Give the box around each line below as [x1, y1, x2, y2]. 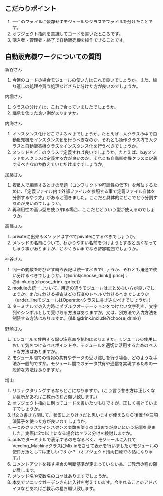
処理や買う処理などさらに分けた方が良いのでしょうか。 [29, 83, 141, 89]
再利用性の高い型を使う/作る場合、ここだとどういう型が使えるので [12, 206, 146, 212]
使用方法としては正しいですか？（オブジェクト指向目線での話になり [12, 449, 149, 454]
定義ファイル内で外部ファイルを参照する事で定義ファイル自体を [27, 188, 156, 194]
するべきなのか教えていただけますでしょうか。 [12, 161, 106, 167]
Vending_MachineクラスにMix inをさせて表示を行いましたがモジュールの [12, 442, 159, 449]
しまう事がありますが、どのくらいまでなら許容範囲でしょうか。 [12, 246, 141, 251]
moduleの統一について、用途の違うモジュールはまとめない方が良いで [12, 285, 151, 291]
